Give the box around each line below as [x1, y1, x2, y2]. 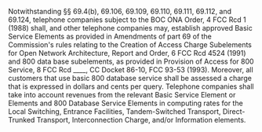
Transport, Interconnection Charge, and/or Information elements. [36, 115, 246, 124]
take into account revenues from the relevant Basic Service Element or [8, 90, 236, 99]
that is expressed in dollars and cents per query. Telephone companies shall [8, 82, 254, 91]
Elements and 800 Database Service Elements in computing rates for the [8, 98, 243, 108]
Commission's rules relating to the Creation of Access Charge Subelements [8, 40, 253, 49]
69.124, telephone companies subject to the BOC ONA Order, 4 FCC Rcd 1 [8, 15, 246, 24]
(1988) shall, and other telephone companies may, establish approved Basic [8, 24, 253, 32]
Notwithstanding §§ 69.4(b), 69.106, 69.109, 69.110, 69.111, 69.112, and [8, 7, 232, 16]
